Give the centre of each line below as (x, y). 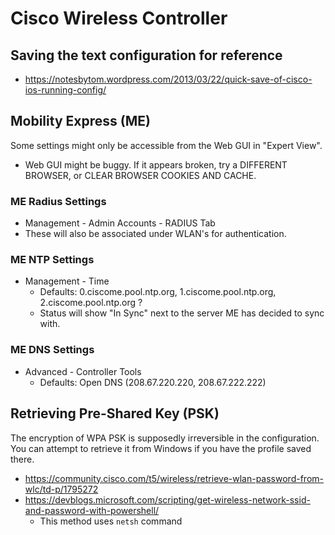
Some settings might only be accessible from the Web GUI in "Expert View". (166, 145)
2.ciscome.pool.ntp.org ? (91, 303)
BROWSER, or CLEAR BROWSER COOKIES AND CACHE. (140, 175)
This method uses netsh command (111, 521)
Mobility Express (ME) (80, 121)
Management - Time (67, 281)
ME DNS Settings (52, 350)
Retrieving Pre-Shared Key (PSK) (115, 413)
